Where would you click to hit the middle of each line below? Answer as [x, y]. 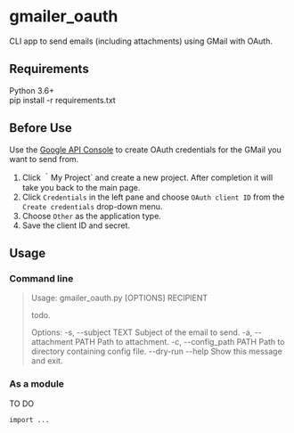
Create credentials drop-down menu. [92, 206]
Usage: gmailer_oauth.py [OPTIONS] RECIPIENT [119, 298]
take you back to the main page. [81, 187]
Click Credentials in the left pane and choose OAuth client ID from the [153, 197]
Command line [41, 278]
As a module [37, 384]
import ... [29, 420]
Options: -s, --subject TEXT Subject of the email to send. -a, [142, 332]
